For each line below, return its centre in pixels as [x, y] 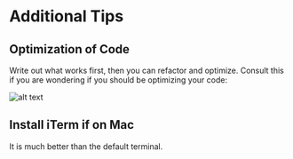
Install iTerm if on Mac [72, 125]
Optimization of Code [70, 49]
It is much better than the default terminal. [86, 146]
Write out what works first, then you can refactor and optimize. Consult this [146, 70]
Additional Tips [67, 16]
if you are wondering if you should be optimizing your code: [119, 80]
